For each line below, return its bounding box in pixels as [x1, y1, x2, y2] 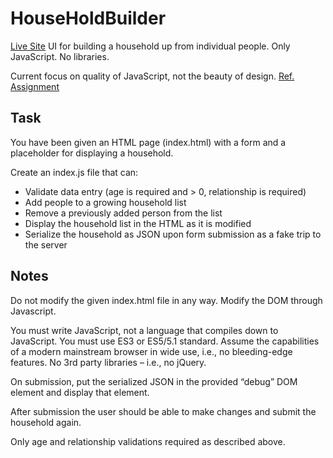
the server [24, 238, 68, 251]
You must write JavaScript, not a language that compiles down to [10, 324, 279, 336]
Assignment [10, 80, 60, 92]
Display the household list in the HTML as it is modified [24, 217, 252, 229]
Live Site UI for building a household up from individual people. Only [10, 40, 291, 52]
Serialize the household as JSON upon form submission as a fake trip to [24, 228, 322, 240]
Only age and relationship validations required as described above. [10, 435, 286, 447]
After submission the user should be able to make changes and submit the [10, 405, 317, 417]
